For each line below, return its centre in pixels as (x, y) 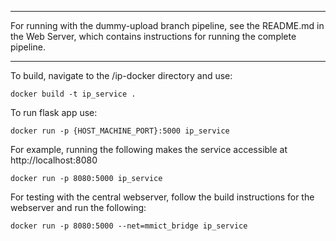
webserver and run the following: (78, 207)
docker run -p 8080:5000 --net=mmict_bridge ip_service (129, 226)
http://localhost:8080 (54, 160)
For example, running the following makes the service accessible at (149, 149)
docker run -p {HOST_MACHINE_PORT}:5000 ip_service (120, 131)
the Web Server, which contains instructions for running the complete (153, 36)
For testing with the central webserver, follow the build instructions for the (162, 197)
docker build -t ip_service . (73, 94)
